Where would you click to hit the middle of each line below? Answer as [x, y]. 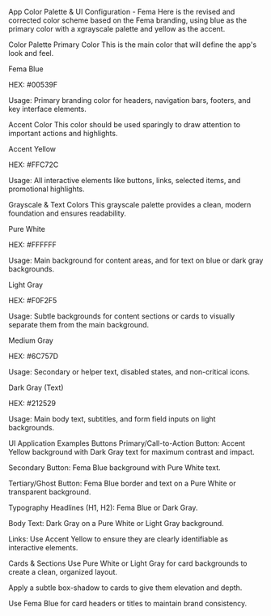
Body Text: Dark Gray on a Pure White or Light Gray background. [116, 523]
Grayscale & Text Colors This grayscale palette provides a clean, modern [130, 205]
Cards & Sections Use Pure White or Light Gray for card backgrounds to [128, 563]
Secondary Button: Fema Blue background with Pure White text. [114, 468]
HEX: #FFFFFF [32, 245]
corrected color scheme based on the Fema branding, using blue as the [128, 20]
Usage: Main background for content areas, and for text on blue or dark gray [136, 260]
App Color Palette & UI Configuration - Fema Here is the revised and [122, 12]
